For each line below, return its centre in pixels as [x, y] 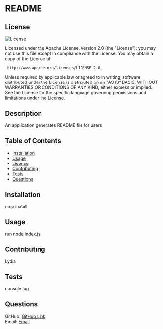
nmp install [16, 206]
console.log [17, 288]
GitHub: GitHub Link [25, 316]
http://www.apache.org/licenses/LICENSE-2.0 [54, 68]
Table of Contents [33, 141]
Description [23, 113]
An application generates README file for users [54, 125]
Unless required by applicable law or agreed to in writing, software [73, 77]
